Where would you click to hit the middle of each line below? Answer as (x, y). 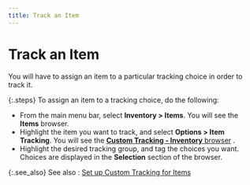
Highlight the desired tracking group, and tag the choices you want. (129, 148)
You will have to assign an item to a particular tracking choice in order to (125, 76)
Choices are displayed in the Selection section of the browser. (121, 157)
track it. (21, 84)
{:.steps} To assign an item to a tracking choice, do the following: (114, 100)
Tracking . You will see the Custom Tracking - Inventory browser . (127, 140)
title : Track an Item (44, 15)
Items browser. (44, 124)
